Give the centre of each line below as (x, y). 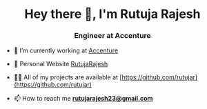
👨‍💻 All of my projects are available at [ (68, 77)
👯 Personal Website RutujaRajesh (61, 64)
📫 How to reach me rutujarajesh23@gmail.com (83, 99)
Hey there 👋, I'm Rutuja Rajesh (112, 14)
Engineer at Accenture (112, 36)
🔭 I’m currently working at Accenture (66, 50)
